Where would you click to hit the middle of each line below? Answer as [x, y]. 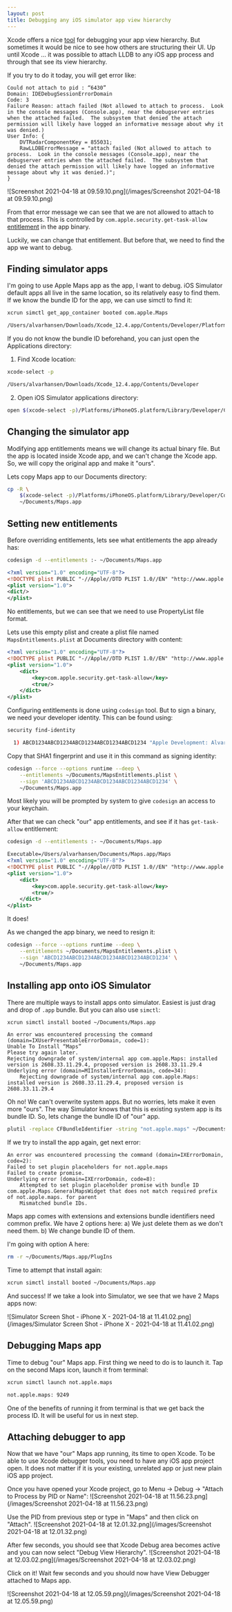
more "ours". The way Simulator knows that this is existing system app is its [115, 1109]
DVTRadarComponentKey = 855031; [66, 142]
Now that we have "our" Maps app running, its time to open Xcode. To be [111, 1454]
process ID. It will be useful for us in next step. [73, 1415]
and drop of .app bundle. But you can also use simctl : [84, 1010]
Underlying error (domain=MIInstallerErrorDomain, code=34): [97, 1071]
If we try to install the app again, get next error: [74, 1142]
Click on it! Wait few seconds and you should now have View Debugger [108, 1573]
